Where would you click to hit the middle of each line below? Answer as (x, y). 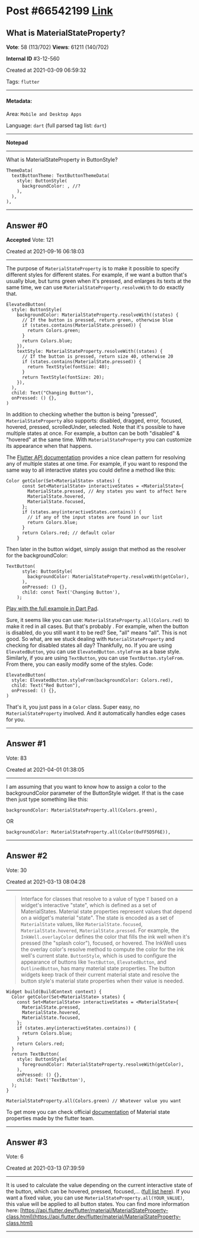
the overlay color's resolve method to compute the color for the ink (102, 949)
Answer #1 (26, 744)
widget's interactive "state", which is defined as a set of (89, 905)
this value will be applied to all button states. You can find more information (98, 1204)
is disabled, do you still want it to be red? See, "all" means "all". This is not (97, 633)
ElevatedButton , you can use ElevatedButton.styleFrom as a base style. (93, 652)
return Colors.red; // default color (68, 533)
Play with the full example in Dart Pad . (52, 609)
